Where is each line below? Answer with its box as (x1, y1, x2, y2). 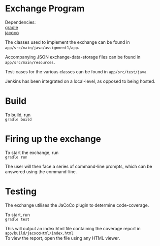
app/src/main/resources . (5, 59, 55, 65)
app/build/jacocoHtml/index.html (5, 231, 74, 236)
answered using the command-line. (5, 168, 77, 175)
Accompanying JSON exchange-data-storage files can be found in (5, 54, 141, 60)
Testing (5, 186, 37, 197)
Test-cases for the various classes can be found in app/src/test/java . (5, 68, 148, 74)
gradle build (5, 117, 32, 122)
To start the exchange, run (5, 150, 59, 155)
